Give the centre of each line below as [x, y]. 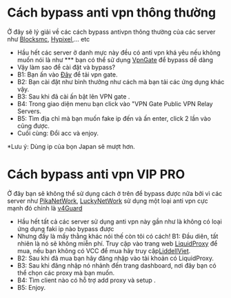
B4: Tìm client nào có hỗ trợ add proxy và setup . [87, 280]
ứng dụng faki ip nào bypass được [66, 228]
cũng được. [33, 126]
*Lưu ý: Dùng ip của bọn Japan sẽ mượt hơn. [71, 146]
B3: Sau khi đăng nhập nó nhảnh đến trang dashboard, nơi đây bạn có [117, 265]
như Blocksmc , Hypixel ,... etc [49, 39]
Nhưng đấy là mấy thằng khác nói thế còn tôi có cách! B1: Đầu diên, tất [118, 236]
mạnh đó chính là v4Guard [45, 208]
